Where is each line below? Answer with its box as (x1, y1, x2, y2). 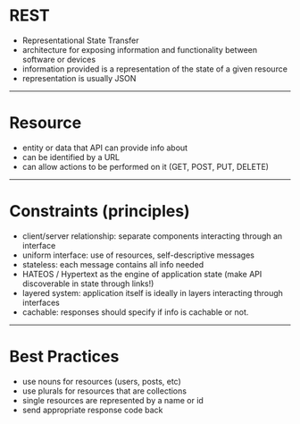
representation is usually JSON (21, 72, 137, 83)
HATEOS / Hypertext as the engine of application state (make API (21, 268, 262, 279)
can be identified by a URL (21, 151, 121, 162)
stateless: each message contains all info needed (21, 259, 204, 269)
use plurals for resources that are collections (21, 386, 187, 396)
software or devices (21, 54, 96, 64)
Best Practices (9, 346, 120, 367)
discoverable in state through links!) (21, 278, 154, 289)
